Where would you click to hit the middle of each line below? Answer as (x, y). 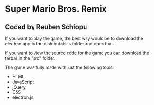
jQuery (19, 87)
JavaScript (23, 82)
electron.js (23, 97)
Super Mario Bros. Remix (56, 9)
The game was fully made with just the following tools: (60, 67)
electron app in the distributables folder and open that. (60, 44)
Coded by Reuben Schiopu (46, 27)
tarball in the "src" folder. (30, 58)
